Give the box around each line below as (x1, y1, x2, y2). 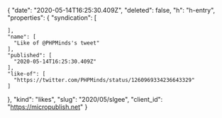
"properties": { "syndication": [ (7, 13, 97, 22)
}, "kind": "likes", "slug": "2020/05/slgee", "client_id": (7, 95, 163, 103)
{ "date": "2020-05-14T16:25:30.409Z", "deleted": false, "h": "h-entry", (7, 6, 216, 14)
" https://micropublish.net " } (7, 102, 88, 111)
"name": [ (7, 33, 37, 40)
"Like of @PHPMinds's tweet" (13, 40, 100, 47)
